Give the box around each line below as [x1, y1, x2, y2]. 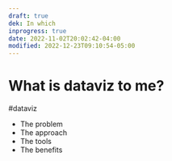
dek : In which [8, 19, 57, 28]
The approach [19, 128, 67, 138]
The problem [19, 119, 63, 129]
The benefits [19, 145, 63, 155]
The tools [19, 137, 52, 146]
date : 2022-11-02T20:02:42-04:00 [8, 34, 121, 43]
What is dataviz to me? [8, 77, 165, 95]
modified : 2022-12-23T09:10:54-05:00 [8, 42, 136, 50]
